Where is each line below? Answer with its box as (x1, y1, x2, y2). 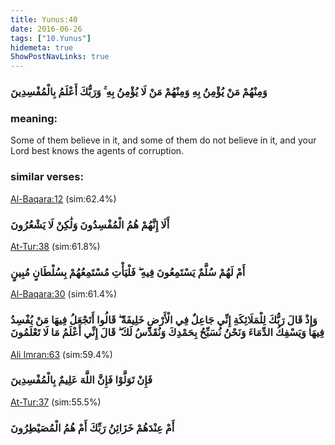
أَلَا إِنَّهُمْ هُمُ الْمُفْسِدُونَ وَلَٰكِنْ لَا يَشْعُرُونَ (10, 217, 170, 231)
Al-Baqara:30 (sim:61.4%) (10, 288, 118, 300)
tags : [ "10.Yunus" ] (10, 33, 92, 43)
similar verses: (10, 170, 84, 184)
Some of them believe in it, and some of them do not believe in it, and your (10, 134, 317, 146)
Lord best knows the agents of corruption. (10, 145, 185, 157)
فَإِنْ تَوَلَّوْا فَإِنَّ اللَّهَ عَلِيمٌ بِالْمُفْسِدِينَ (10, 373, 153, 387)
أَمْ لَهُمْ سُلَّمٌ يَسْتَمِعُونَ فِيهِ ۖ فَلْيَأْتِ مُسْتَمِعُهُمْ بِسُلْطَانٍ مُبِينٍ (10, 265, 246, 279)
